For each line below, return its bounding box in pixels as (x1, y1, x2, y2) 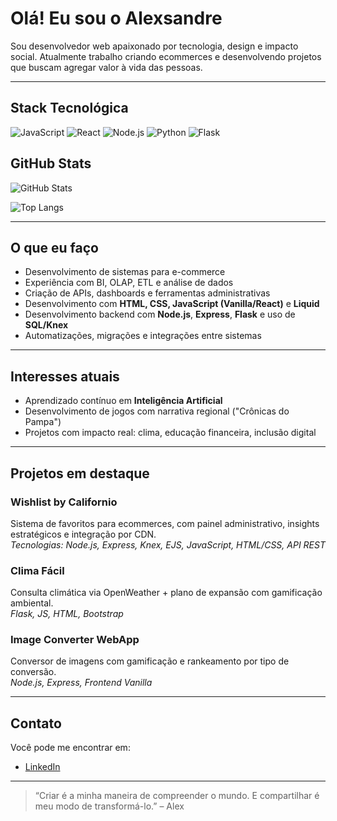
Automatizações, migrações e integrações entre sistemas (24, 330, 262, 342)
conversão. (10, 666, 57, 678)
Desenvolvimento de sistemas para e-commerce (24, 266, 226, 278)
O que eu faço (10, 239, 99, 256)
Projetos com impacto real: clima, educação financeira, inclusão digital (24, 427, 317, 439)
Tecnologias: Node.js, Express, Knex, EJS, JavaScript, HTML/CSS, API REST (10, 538, 326, 551)
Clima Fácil (10, 563, 65, 577)
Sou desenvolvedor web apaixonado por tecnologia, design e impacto (10, 40, 299, 52)
